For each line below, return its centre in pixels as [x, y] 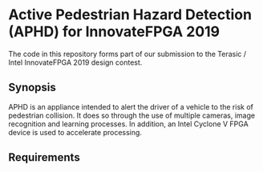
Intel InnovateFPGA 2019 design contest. [75, 62]
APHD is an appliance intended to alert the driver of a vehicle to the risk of [131, 106]
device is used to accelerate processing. [75, 132]
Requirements [44, 158]
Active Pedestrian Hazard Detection [130, 15]
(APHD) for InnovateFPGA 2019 [114, 32]
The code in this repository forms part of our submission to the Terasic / [127, 54]
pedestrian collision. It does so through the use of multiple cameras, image [131, 115]
